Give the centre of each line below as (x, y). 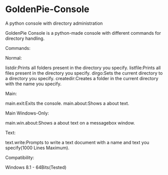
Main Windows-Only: (27, 113)
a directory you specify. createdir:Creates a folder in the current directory (82, 78)
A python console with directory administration (54, 23)
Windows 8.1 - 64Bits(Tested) (36, 167)
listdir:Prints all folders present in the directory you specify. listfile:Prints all (83, 68)
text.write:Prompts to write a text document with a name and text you (77, 142)
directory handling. (25, 38)
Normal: (13, 58)
